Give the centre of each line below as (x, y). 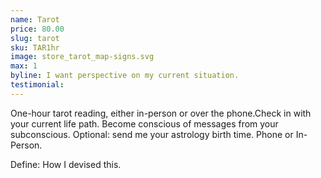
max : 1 (24, 66)
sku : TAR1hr (35, 47)
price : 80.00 (37, 29)
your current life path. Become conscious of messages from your (144, 123)
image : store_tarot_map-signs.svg (82, 57)
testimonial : (37, 85)
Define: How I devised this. (66, 164)
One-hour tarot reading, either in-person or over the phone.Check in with (161, 113)
